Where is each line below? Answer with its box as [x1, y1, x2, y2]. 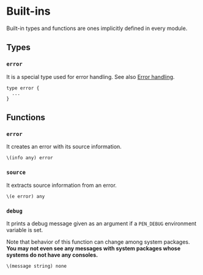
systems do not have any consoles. [6, 251, 98, 258]
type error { [6, 85, 40, 91]
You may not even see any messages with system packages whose [6, 244, 181, 252]
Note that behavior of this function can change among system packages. [6, 238, 190, 246]
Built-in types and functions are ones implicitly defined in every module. [6, 24, 188, 32]
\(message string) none [6, 263, 67, 269]
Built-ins [6, 4, 51, 18]
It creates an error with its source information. [6, 143, 122, 151]
